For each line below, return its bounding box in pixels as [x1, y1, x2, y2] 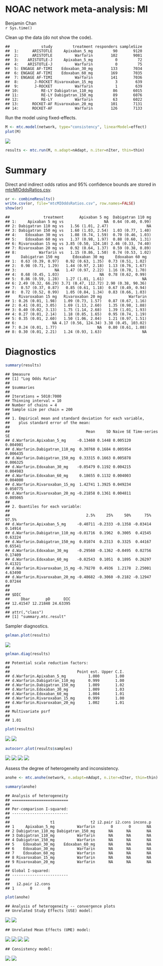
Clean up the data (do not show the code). [5, 34, 93, 40]
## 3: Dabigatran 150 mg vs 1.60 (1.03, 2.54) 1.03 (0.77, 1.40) [5, 228, 151, 233]
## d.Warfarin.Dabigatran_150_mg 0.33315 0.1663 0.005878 [5, 455, 131, 460]
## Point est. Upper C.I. [5, 669, 124, 674]
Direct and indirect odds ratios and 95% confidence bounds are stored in [5, 181, 156, 187]
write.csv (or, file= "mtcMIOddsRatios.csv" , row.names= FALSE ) [5, 201, 136, 206]
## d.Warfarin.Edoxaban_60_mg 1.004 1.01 [5, 691, 124, 696]
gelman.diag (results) [5, 651, 51, 656]
